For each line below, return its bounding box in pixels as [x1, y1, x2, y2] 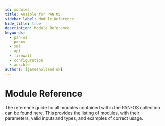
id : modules [5, 7, 30, 12]
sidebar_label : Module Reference [5, 16, 74, 21]
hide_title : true [5, 21, 41, 26]
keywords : [5, 30, 26, 35]
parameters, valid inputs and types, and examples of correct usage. [5, 115, 144, 121]
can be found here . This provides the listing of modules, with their [5, 110, 140, 116]
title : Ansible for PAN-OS [5, 12, 61, 17]
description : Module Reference [5, 26, 70, 31]
